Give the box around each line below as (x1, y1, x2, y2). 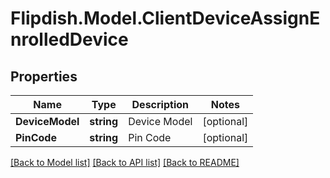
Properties (10, 68, 78, 85)
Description (131, 98, 189, 111)
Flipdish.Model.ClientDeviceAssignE (10, 7, 321, 30)
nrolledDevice (10, 28, 129, 51)
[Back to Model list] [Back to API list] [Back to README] (10, 157, 240, 168)
